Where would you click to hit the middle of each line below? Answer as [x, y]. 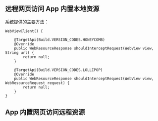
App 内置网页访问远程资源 [45, 112]
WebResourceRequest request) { [37, 83]
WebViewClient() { [24, 31]
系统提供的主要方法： [27, 22]
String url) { [20, 53]
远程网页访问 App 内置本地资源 [53, 9]
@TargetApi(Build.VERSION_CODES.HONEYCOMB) [60, 40]
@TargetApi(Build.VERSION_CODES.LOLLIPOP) [58, 70]
